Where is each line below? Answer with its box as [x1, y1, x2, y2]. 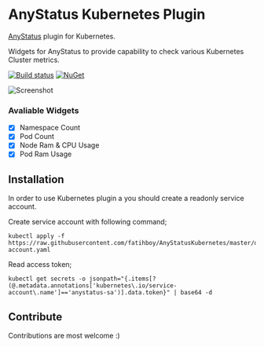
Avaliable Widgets [8, 104, 79, 115]
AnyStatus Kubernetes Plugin [8, 5, 206, 24]
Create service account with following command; [8, 217, 167, 227]
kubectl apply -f [8, 232, 65, 240]
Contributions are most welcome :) [8, 331, 120, 341]
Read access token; [8, 260, 72, 269]
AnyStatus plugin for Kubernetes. [8, 31, 115, 41]
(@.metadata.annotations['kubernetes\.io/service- [8, 282, 178, 290]
